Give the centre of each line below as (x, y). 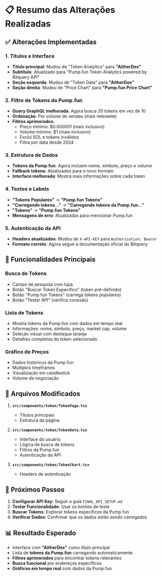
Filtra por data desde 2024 (47, 142)
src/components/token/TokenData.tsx (50, 430)
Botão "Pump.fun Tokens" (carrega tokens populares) (67, 295)
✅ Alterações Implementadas (51, 42)
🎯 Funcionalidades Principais (50, 259)
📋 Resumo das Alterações (60, 10)
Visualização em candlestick (41, 373)
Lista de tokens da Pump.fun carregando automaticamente (72, 552)
